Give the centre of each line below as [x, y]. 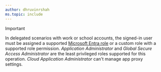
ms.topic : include [24, 14]
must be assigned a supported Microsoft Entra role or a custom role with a [81, 43]
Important [15, 28]
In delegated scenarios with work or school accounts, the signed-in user [79, 38]
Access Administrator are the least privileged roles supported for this [75, 54]
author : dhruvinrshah [27, 10]
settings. [14, 64]
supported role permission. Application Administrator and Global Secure [79, 48]
